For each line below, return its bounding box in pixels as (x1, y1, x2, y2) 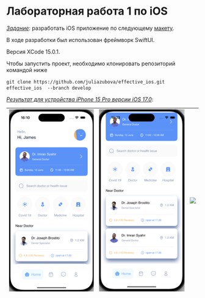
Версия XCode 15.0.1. (6, 48, 60, 55)
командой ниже (6, 66, 48, 74)
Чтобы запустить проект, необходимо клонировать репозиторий (6, 60, 176, 67)
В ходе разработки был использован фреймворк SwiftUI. (6, 36, 155, 43)
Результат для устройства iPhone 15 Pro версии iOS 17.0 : (6, 96, 154, 103)
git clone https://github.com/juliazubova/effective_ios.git (6, 79, 165, 85)
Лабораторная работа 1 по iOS (6, 4, 168, 18)
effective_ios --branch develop (6, 85, 92, 91)
